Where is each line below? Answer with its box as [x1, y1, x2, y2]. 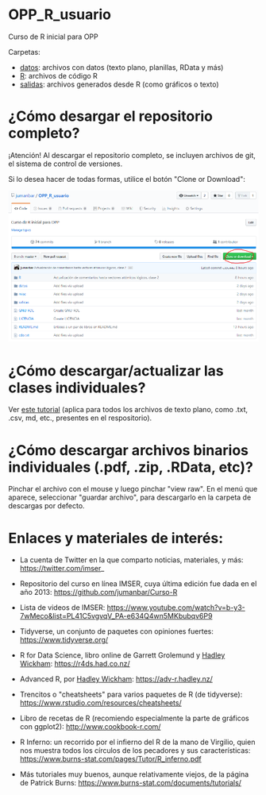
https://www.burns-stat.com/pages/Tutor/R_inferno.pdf [19, 754, 202, 764]
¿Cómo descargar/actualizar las [8, 361, 224, 380]
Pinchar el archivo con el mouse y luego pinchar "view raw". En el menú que [8, 484, 258, 494]
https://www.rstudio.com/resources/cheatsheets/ [19, 698, 182, 708]
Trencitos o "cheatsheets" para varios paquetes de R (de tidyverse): [19, 689, 243, 700]
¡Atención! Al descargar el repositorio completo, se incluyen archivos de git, [8, 150, 256, 160]
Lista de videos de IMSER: [19, 603, 106, 612]
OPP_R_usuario [8, 6, 111, 24]
